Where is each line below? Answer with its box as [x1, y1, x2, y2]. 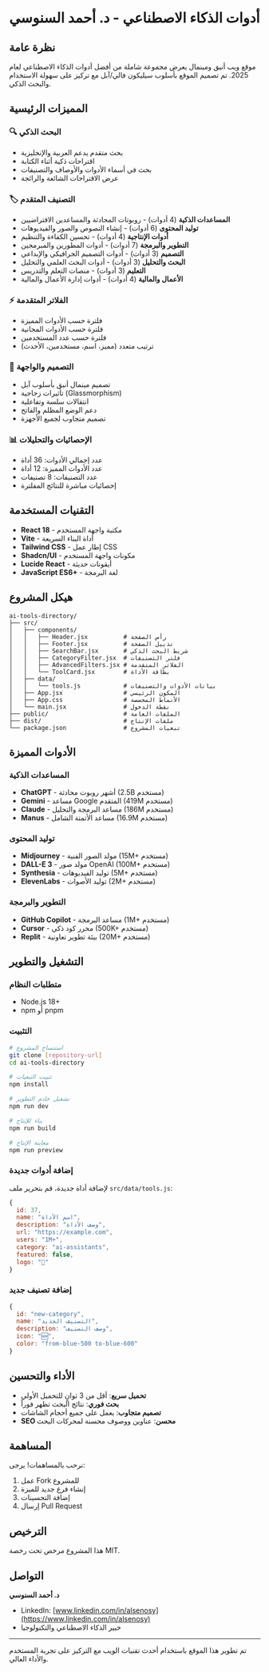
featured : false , [16, 1251, 74, 1259]
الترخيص [9, 1524, 47, 1538]
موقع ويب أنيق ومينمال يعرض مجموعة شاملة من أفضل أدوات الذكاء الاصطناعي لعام [9, 62, 256, 71]
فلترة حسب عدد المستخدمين [20, 333, 107, 342]
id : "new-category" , [16, 1310, 85, 1318]
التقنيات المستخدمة [9, 504, 94, 517]
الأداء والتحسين [9, 1369, 75, 1383]
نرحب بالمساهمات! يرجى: [9, 1460, 86, 1470]
